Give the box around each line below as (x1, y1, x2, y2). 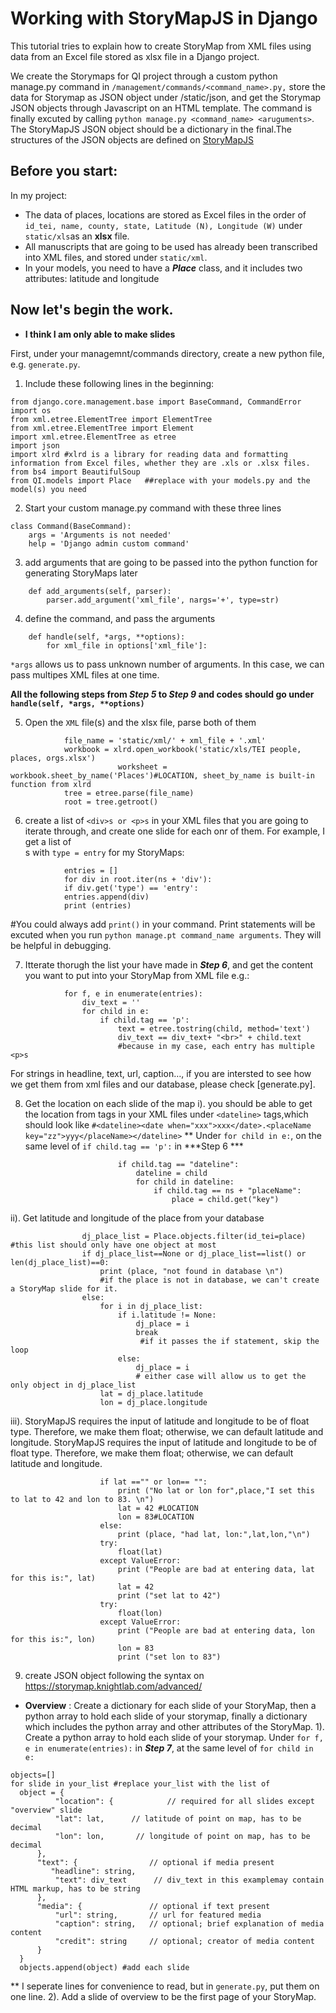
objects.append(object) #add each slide (19, 1962, 190, 1972)
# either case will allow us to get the (135, 1371, 307, 1381)
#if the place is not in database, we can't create (99, 1275, 320, 1285)
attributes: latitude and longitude (24, 272, 160, 284)
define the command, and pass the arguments (24, 612, 216, 624)
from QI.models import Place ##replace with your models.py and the (10, 475, 311, 486)
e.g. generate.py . (10, 358, 81, 370)
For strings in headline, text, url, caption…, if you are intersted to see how (10, 1067, 312, 1079)
